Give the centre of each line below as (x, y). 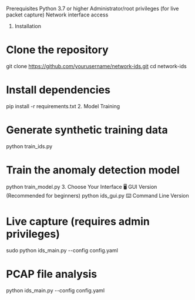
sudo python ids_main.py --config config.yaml (62, 250)
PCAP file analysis (52, 274)
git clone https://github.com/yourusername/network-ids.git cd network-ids (96, 66)
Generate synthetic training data (87, 130)
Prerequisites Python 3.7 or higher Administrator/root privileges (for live (93, 9)
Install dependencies (58, 90)
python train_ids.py (29, 146)
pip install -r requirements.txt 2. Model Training (63, 106)
